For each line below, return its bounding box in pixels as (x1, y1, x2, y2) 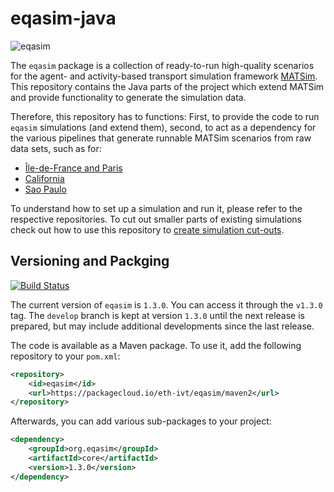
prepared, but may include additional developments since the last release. (10, 320, 315, 332)
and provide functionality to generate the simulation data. (10, 91, 247, 103)
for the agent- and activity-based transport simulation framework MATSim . (10, 70, 318, 82)
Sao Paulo (24, 183, 67, 195)
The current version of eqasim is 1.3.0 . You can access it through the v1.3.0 (10, 298, 323, 311)
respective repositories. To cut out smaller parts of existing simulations (10, 213, 302, 225)
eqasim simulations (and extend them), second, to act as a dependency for (10, 121, 317, 133)
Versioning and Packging (10, 253, 170, 270)
